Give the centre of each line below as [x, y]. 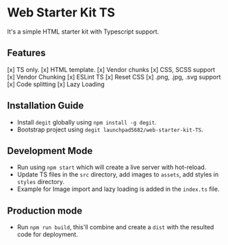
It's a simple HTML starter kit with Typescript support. [83, 31]
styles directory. [41, 182]
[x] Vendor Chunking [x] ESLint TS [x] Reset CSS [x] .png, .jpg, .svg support [114, 77]
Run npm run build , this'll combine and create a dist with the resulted [115, 227]
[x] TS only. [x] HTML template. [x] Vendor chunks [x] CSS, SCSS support [111, 69]
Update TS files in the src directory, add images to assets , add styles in [118, 175]
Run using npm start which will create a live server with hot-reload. [112, 167]
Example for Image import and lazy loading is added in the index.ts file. [118, 189]
